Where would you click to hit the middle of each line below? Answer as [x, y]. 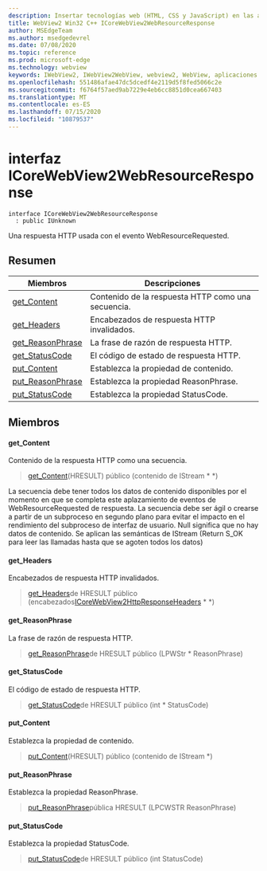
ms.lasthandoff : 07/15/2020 [55, 112]
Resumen [32, 261]
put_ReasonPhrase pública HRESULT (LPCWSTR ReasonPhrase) [132, 808]
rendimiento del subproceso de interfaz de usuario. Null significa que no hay [133, 525]
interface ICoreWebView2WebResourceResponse [83, 214]
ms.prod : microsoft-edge [49, 61]
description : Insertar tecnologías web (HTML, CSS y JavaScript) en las [131, 16]
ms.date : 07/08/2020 [43, 45]
